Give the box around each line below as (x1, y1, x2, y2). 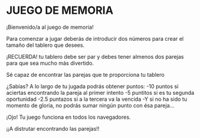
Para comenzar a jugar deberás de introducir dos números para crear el (6, 35, 184, 42)
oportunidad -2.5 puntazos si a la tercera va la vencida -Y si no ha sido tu (6, 95, 187, 103)
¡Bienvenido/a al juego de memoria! (6, 23, 94, 31)
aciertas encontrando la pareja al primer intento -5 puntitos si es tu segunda (6, 89, 195, 96)
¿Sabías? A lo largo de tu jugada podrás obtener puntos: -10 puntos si (6, 82, 179, 90)
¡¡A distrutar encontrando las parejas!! (6, 125, 100, 132)
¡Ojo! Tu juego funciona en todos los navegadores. (6, 113, 131, 121)
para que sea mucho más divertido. (6, 59, 94, 67)
